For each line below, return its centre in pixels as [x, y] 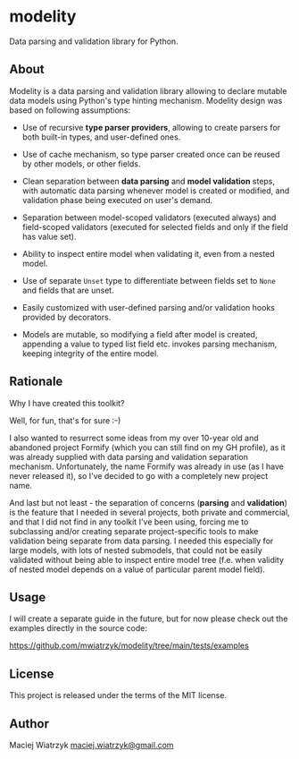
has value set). [49, 236]
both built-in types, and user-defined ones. [101, 137]
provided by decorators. [66, 317]
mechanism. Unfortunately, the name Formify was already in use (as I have [146, 466]
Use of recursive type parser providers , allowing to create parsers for [151, 127]
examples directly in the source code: [78, 628]
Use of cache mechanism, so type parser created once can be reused [151, 154]
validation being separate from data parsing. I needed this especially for [141, 541]
